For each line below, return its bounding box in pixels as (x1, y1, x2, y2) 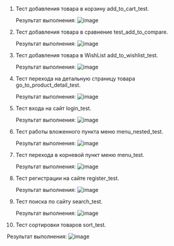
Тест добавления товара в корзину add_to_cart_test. (15, 5, 149, 12)
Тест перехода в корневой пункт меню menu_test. (15, 152, 144, 158)
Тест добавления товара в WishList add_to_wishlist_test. (15, 52, 158, 59)
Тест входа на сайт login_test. (15, 105, 92, 112)
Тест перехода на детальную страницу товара (15, 75, 135, 82)
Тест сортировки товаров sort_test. (15, 221, 107, 228)
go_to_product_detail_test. (15, 81, 81, 88)
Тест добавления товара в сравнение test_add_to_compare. (15, 28, 168, 35)
